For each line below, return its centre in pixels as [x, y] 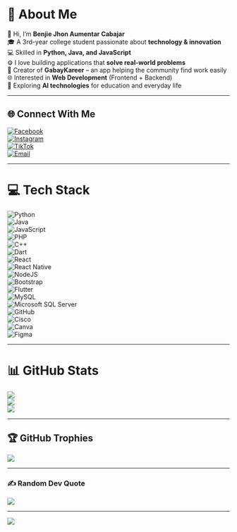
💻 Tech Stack [49, 190]
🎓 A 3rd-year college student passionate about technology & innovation [114, 42]
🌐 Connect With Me [51, 115]
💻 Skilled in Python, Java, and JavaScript [69, 52]
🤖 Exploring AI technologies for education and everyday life [95, 85]
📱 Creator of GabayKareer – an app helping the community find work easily [117, 70]
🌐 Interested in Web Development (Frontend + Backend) [90, 78]
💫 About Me [42, 14]
